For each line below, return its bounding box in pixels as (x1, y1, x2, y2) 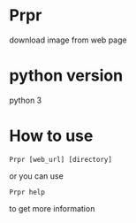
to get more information (9, 203, 95, 213)
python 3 (9, 95, 42, 105)
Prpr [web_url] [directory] (9, 155, 113, 164)
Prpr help (9, 188, 46, 196)
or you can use (9, 170, 64, 181)
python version (9, 65, 124, 86)
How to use (9, 126, 94, 146)
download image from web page (9, 35, 127, 45)
